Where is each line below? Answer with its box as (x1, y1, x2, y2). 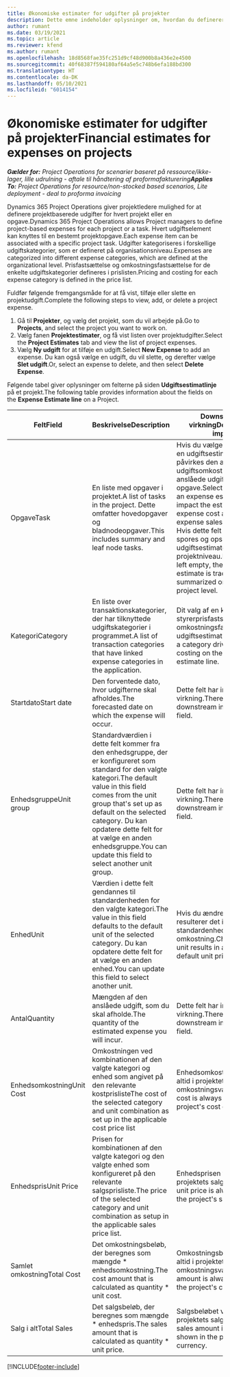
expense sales (176, 518, 223, 527)
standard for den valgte (92, 765, 168, 774)
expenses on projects (7, 145, 133, 161)
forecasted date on (92, 703, 153, 712)
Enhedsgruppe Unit (10, 795, 71, 805)
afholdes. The (92, 694, 135, 703)
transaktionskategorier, (92, 605, 167, 615)
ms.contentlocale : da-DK (7, 73, 78, 81)
